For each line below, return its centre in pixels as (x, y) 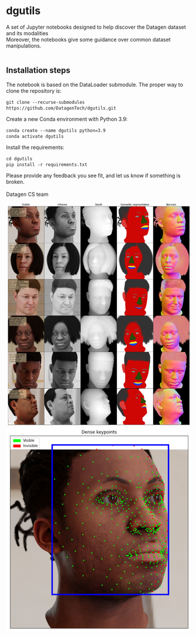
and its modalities (27, 33)
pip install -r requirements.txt (47, 165)
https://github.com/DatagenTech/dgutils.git (61, 108)
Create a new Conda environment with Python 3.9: (67, 119)
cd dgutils (19, 159)
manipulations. (24, 46)
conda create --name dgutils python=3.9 (56, 130)
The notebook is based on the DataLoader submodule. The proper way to (94, 84)
